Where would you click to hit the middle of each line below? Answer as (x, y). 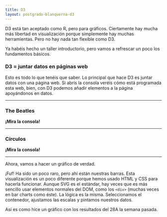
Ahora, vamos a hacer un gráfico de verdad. (50, 164)
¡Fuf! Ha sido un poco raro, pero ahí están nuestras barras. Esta (70, 173)
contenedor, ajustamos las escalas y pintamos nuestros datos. (69, 200)
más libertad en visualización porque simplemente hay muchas (70, 34)
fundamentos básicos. (28, 54)
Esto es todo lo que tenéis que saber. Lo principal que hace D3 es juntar (79, 77)
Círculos (16, 139)
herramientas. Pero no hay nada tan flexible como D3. (60, 39)
